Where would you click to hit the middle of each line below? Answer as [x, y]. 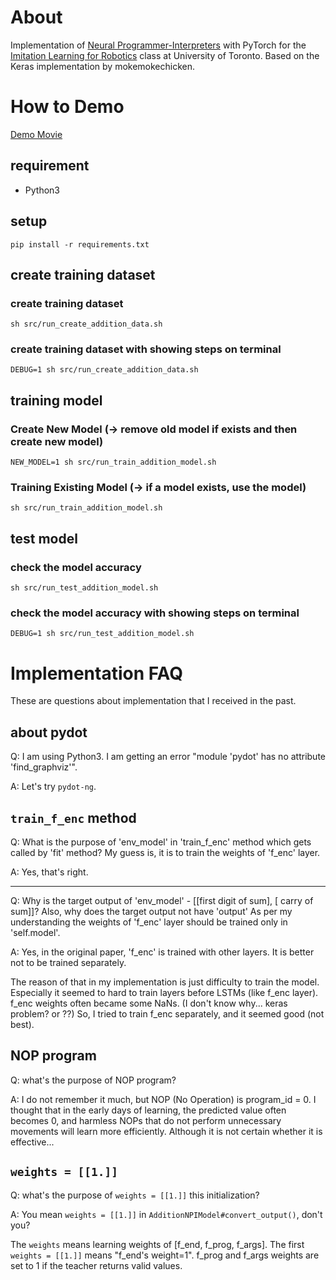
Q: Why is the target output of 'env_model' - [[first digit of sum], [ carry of [162, 901]
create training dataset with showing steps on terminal [146, 349]
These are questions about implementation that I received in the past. [153, 701]
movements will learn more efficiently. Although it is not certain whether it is [166, 1131]
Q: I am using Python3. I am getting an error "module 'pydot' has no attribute [168, 757]
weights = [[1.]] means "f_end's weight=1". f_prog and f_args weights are [165, 1255]
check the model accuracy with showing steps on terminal [155, 613]
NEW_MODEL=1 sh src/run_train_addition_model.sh [113, 462]
